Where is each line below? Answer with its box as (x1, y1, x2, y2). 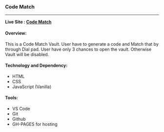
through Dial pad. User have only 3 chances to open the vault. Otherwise (5, 46, 152, 52)
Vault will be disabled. (5, 51, 49, 57)
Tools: (5, 95, 18, 101)
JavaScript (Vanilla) (12, 84, 52, 90)
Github (12, 116, 26, 122)
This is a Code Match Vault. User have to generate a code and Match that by (5, 41, 159, 47)
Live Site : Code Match (5, 19, 52, 25)
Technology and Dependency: (5, 62, 68, 69)
